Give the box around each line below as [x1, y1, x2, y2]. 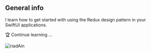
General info [5, 4, 44, 12]
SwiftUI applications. [5, 22, 47, 28]
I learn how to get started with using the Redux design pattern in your [5, 17, 147, 22]
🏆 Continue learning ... [5, 32, 53, 37]
